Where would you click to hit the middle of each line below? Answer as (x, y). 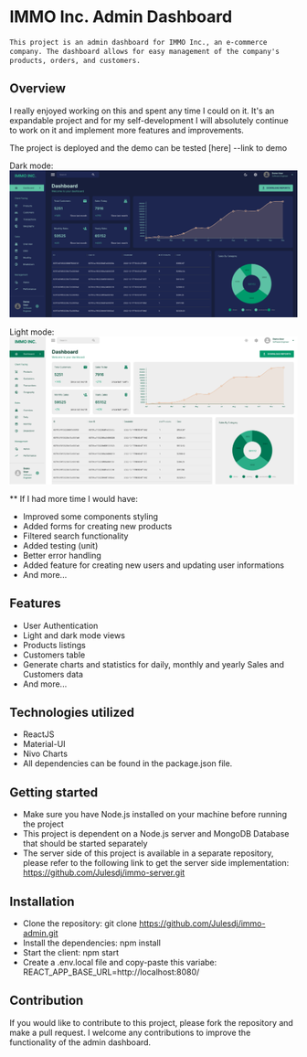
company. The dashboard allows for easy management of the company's (145, 51)
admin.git (40, 934)
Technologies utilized (72, 713)
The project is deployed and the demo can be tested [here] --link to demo (148, 147)
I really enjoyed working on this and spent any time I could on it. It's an (142, 111)
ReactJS (38, 734)
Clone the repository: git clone (79, 924)
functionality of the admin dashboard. (80, 1042)
